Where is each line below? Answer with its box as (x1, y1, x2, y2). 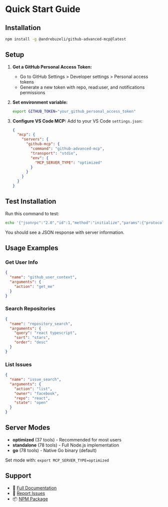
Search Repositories (5, 305, 56, 312)
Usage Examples (5, 244, 58, 252)
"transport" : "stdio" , (30, 151, 78, 156)
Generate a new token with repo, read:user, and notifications (19, 84, 145, 90)
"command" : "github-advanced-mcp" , (30, 146, 105, 151)
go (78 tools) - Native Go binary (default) (12, 447, 97, 453)
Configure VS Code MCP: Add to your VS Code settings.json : (12, 118, 142, 124)
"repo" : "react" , (14, 395, 50, 401)
